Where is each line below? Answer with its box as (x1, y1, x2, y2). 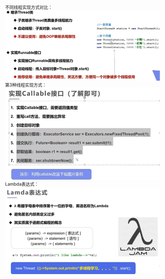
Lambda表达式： (5, 181, 39, 187)
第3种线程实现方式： (5, 82, 47, 88)
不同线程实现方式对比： (5, 4, 53, 10)
